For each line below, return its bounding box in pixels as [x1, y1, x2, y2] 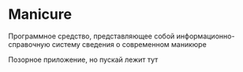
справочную [8, 39, 50, 49]
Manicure [8, 5, 73, 23]
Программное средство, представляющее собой [8, 31, 175, 41]
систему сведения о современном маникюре [51, 39, 207, 49]
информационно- [176, 31, 235, 41]
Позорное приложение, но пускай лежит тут [8, 55, 159, 64]
